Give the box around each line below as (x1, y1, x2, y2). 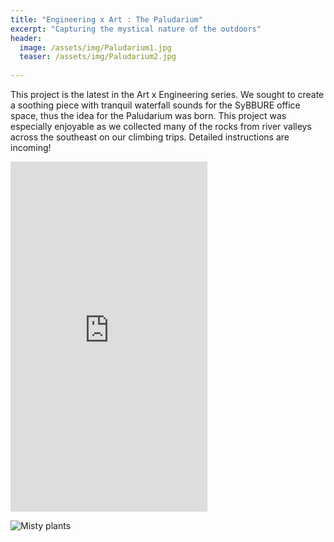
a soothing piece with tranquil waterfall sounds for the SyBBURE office (10, 99, 301, 111)
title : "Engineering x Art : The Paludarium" (10, 14, 203, 25)
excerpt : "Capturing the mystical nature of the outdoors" (10, 24, 262, 34)
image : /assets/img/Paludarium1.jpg (19, 42, 172, 53)
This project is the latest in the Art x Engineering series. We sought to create (10, 89, 325, 100)
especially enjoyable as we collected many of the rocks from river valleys (10, 121, 312, 132)
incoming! (10, 142, 52, 153)
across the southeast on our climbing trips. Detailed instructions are (10, 131, 290, 143)
